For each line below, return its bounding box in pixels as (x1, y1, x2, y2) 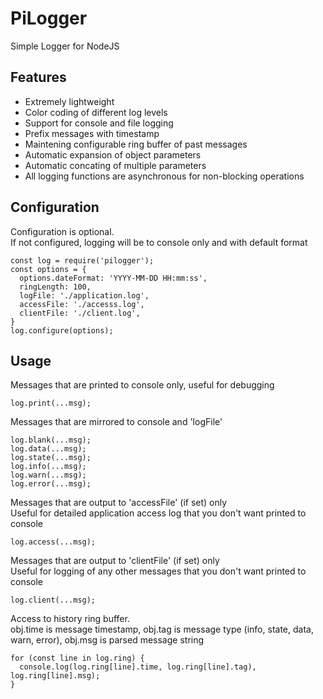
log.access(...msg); (10, 537, 97, 547)
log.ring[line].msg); (10, 671, 101, 681)
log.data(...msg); (10, 444, 87, 454)
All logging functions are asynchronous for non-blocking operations (24, 170, 305, 182)
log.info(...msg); (10, 462, 87, 472)
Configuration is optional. (10, 225, 115, 237)
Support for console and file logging (24, 117, 174, 129)
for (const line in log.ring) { (10, 653, 145, 664)
